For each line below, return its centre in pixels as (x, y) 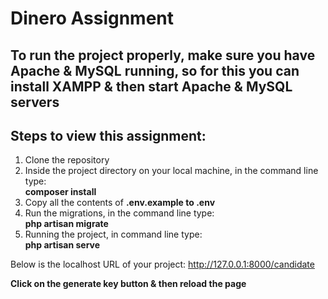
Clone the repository (67, 160)
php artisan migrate (66, 224)
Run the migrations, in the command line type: (119, 213)
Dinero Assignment (92, 18)
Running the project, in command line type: (113, 234)
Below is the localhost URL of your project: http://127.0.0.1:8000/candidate (162, 264)
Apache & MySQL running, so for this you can (155, 70)
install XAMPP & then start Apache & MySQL (151, 86)
